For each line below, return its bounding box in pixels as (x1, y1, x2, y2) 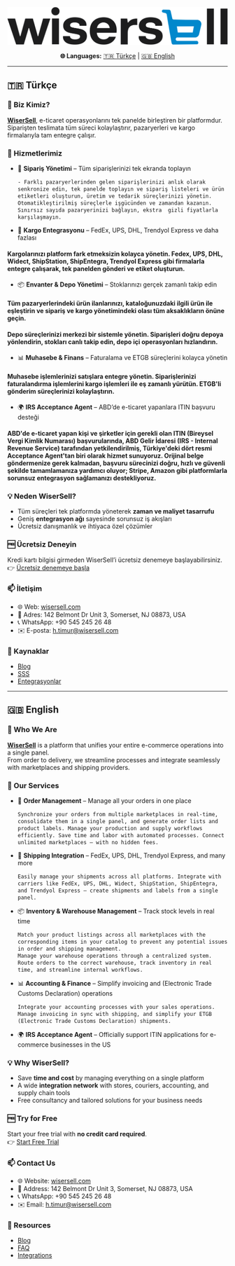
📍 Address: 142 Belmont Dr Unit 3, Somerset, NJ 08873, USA (17, 1184, 194, 1192)
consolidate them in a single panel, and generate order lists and (17, 818, 218, 825)
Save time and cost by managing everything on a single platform (17, 1074, 205, 1082)
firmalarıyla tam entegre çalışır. (7, 130, 97, 139)
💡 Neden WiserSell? (7, 491, 77, 501)
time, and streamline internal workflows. (17, 967, 143, 974)
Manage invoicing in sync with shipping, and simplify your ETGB (17, 1011, 212, 1018)
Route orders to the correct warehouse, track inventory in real (17, 960, 212, 967)
